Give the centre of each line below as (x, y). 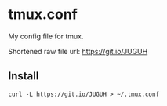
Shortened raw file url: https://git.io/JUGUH (78, 51)
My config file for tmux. (46, 36)
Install (24, 76)
